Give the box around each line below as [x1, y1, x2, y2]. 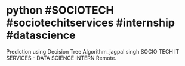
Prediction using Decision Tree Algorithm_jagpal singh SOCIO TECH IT [6, 48, 180, 55]
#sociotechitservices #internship [6, 16, 175, 29]
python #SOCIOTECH [6, 4, 115, 17]
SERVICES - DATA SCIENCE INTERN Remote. [6, 54, 117, 61]
